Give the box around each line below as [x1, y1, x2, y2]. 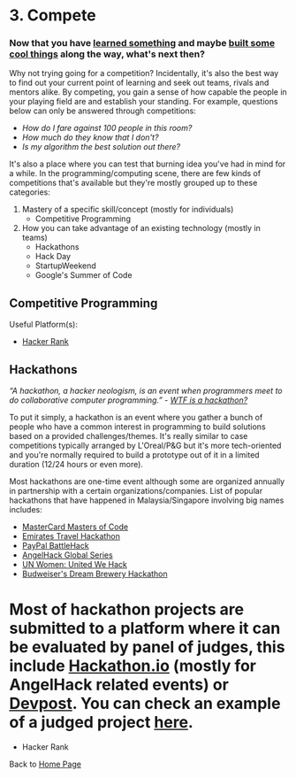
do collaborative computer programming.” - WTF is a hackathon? [9, 395, 248, 405]
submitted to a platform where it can [9, 619, 281, 638]
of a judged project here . [9, 713, 194, 733]
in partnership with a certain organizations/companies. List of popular [9, 486, 263, 497]
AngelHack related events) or [9, 674, 230, 695]
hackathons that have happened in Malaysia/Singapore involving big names [9, 495, 285, 505]
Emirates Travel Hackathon [21, 531, 121, 542]
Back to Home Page [9, 759, 82, 770]
